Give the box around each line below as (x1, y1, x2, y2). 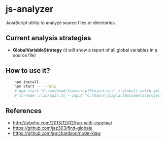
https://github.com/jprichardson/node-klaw (12, 130, 101, 136)
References (5, 107, 42, 115)
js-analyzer (5, 3, 54, 15)
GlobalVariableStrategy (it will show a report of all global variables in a (12, 47, 157, 53)
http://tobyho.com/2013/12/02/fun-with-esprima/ (12, 119, 113, 126)
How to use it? (5, 66, 50, 75)
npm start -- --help (14, 84, 57, 89)
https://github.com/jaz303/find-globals (12, 125, 93, 131)
